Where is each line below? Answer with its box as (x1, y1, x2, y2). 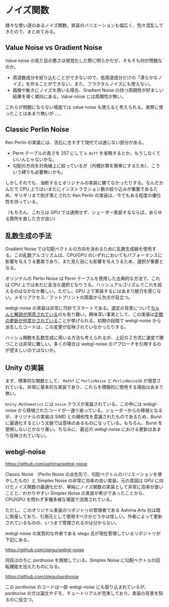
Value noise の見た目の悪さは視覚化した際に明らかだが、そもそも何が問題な (5, 57, 162, 63)
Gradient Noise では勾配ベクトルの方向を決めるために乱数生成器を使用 (5, 246, 152, 252)
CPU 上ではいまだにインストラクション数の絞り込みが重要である (19, 186, 154, 192)
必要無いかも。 (34, 169, 66, 175)
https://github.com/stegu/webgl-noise (5, 547, 84, 553)
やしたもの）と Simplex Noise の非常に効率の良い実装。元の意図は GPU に (5, 478, 159, 484)
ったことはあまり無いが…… (5, 110, 62, 116)
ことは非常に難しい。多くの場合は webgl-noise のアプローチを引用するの (9, 341, 161, 347)
